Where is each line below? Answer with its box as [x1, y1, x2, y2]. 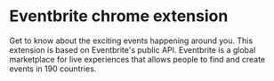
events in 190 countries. [9, 63, 97, 74]
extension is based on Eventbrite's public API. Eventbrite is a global [9, 44, 256, 55]
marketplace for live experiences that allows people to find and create [9, 54, 266, 64]
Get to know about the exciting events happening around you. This [9, 35, 254, 46]
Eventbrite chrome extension [9, 6, 229, 26]
